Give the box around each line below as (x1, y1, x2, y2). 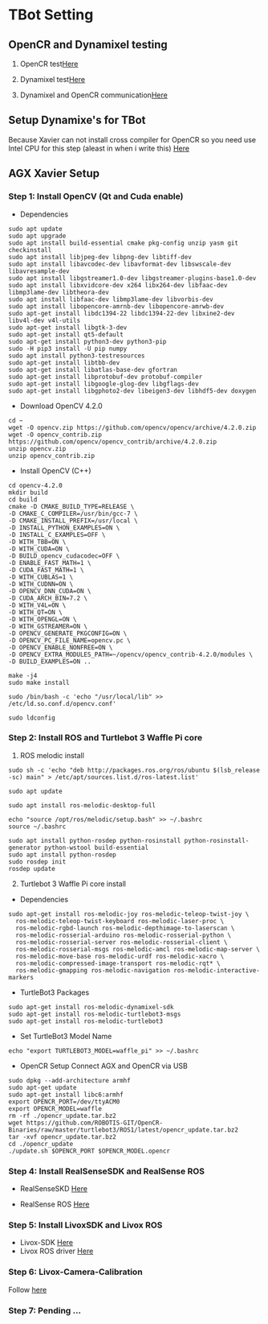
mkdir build (8, 489, 48, 497)
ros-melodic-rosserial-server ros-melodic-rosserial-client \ (15, 938, 228, 947)
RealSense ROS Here (19, 1199, 90, 1209)
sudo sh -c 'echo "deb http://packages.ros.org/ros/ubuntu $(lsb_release (8, 766, 261, 774)
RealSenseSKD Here (19, 1184, 88, 1194)
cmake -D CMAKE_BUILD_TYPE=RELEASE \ (8, 502, 135, 510)
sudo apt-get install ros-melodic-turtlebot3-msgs (8, 1010, 181, 1018)
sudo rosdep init (8, 857, 67, 866)
